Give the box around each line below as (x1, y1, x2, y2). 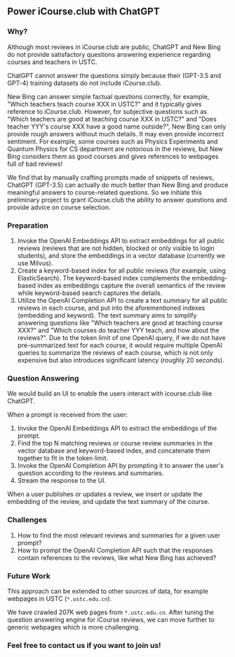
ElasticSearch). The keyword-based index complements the (17, 273, 191, 282)
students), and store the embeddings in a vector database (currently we (17, 251, 226, 259)
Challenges (7, 515, 47, 525)
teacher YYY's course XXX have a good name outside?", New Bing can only (7, 122, 227, 131)
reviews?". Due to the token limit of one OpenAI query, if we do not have (17, 333, 226, 341)
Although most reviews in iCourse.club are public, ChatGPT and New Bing (7, 42, 221, 51)
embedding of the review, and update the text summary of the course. (7, 497, 210, 506)
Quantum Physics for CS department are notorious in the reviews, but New (7, 144, 223, 153)
